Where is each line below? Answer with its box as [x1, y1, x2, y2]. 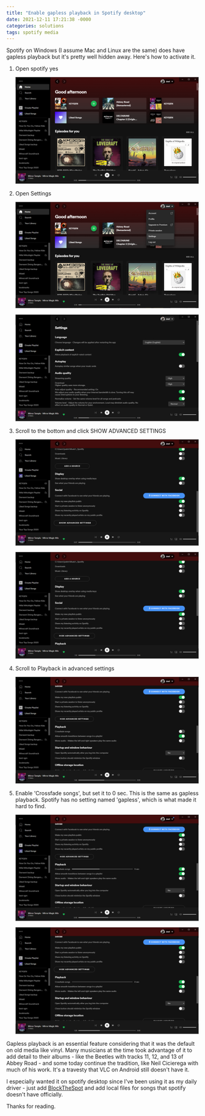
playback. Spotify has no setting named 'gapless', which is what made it [15, 796, 196, 803]
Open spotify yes [15, 65, 59, 73]
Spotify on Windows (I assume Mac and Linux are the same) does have [6, 46, 185, 54]
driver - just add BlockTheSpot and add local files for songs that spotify [6, 1084, 186, 1092]
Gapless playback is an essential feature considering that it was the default [6, 1040, 195, 1047]
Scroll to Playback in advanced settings [15, 665, 115, 672]
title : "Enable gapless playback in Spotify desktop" [6, 10, 146, 16]
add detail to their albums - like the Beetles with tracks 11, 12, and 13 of [6, 1052, 184, 1060]
